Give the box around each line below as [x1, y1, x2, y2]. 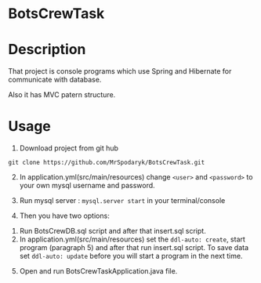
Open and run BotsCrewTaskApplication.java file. [19, 267, 178, 276]
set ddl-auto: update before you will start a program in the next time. [19, 252, 243, 261]
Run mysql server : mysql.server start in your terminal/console [19, 196, 226, 205]
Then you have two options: [19, 211, 110, 220]
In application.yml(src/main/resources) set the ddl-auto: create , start [19, 234, 245, 244]
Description [8, 41, 86, 59]
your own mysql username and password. [19, 181, 155, 190]
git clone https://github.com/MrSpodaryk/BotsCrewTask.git [8, 158, 205, 167]
